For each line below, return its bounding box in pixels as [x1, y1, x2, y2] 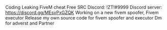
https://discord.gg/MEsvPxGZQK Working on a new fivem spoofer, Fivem [5, 9, 159, 15]
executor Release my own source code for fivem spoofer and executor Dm [5, 15, 162, 20]
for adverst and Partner [5, 20, 55, 26]
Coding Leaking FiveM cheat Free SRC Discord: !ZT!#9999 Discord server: [5, 4, 162, 10]
